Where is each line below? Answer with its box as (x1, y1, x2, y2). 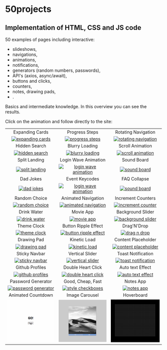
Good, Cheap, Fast (64, 278, 102, 284)
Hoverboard (123, 292, 148, 298)
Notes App (124, 278, 147, 284)
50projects (5, 3, 52, 15)
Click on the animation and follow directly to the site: (5, 119, 113, 124)
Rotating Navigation (115, 129, 156, 135)
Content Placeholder (114, 237, 157, 243)
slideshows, (12, 46, 37, 52)
